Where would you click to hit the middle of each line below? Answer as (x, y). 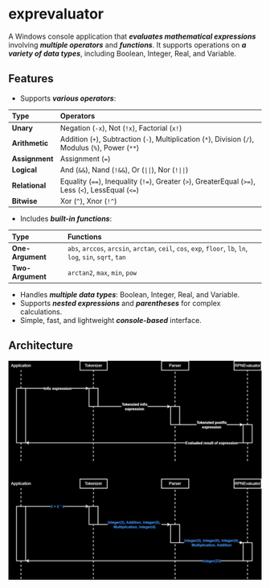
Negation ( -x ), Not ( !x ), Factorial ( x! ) (121, 128)
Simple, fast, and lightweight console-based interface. (111, 320)
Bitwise (25, 201)
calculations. (41, 312)
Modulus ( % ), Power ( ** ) (100, 147)
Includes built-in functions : (66, 219)
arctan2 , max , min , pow (102, 272)
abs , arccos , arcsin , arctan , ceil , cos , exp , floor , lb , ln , (158, 248)
